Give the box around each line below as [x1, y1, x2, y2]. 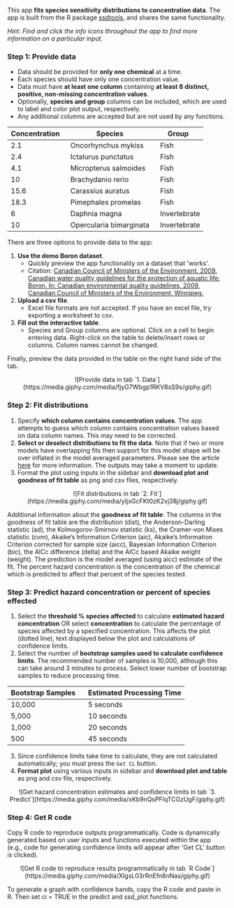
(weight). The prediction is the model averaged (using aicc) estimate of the [7, 555, 223, 563]
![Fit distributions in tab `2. [73, 489, 149, 497]
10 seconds [87, 711, 128, 721]
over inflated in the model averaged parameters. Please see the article [17, 453, 220, 462]
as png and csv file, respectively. [17, 774, 113, 782]
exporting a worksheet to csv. [27, 311, 114, 320]
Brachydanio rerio [70, 175, 129, 185]
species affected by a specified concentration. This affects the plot [17, 626, 211, 635]
